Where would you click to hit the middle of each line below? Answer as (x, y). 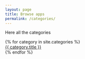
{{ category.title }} (23, 47)
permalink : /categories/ (30, 19)
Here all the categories (28, 33)
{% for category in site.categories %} (43, 42)
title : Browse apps (25, 14)
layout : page (18, 10)
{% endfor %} (19, 52)
